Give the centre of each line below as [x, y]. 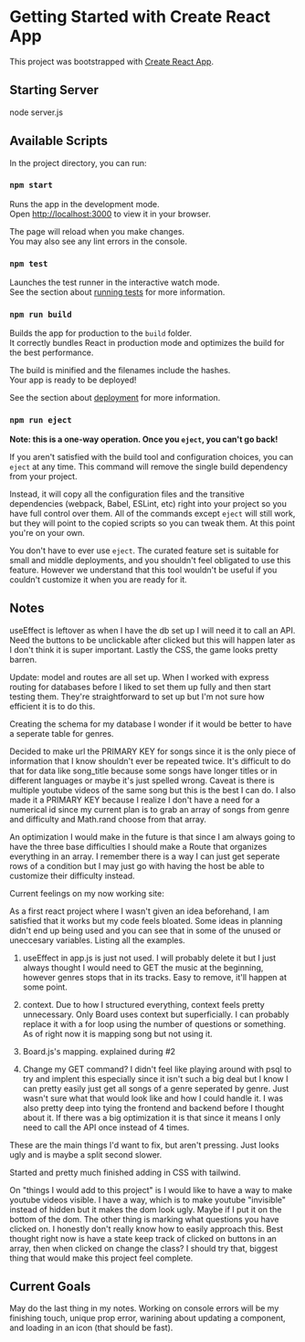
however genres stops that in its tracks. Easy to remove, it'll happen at [155, 977]
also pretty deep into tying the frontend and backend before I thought [153, 1107]
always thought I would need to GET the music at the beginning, [143, 967]
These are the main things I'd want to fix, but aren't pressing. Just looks [145, 1145]
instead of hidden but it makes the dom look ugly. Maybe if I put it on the [146, 1209]
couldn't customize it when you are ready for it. [98, 579]
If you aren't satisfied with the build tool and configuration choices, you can [152, 456]
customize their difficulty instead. [72, 875]
